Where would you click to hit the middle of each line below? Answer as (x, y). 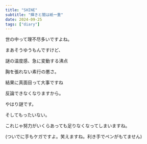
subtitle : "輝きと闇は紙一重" (34, 15)
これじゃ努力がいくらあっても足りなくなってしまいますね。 (68, 126)
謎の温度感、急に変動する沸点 (36, 61)
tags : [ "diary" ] (22, 24)
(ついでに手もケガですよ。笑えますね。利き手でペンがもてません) (74, 137)
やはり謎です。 (21, 104)
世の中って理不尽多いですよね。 (39, 39)
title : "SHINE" (21, 10)
